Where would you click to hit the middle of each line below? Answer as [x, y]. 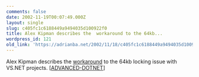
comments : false [26, 12]
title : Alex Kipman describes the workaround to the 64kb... [84, 34]
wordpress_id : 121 [29, 39]
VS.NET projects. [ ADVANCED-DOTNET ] [56, 68]
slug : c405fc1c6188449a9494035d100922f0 [57, 28]
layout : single [25, 23]
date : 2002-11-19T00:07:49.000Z [46, 17]
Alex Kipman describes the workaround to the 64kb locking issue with [92, 61]
